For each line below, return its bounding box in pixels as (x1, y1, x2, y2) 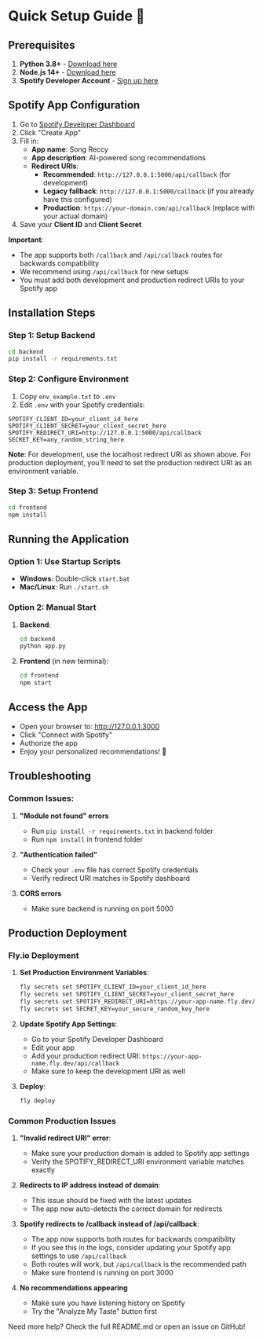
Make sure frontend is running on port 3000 (31, 1267, 174, 1277)
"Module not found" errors (19, 811, 109, 820)
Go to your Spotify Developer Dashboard (31, 1034, 163, 1044)
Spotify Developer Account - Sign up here (19, 76, 159, 85)
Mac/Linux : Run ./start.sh (19, 582, 109, 592)
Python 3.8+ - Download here (19, 59, 118, 68)
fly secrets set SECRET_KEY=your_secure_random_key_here (19, 1005, 210, 1013)
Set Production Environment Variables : (19, 968, 149, 978)
